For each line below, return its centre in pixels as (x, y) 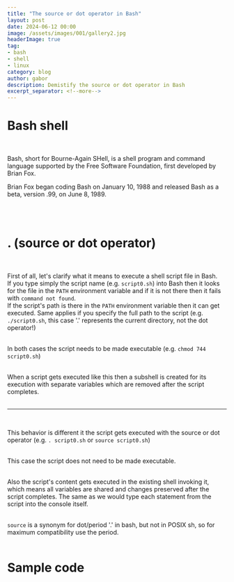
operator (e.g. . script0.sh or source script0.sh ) (79, 440)
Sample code (46, 568)
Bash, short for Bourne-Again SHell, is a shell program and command (106, 159)
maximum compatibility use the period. (63, 532)
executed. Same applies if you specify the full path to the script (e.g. (105, 313)
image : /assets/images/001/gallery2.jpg (67, 33)
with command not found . (42, 298)
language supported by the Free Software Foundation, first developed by (112, 166)
